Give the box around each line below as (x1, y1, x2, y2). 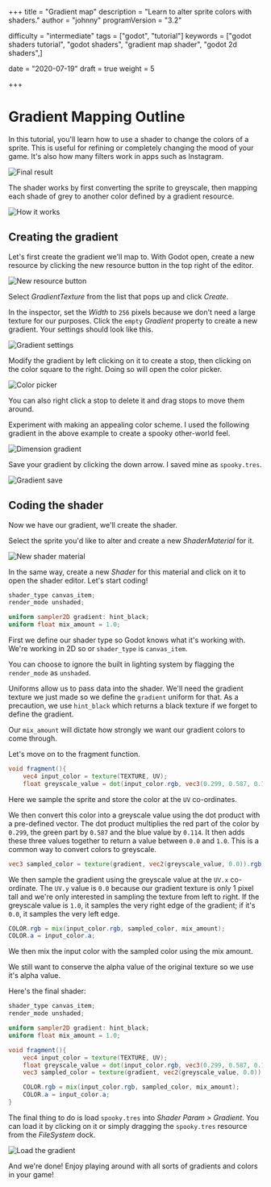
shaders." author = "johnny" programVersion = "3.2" (8, 15, 182, 25)
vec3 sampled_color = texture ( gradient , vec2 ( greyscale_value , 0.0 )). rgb (8, 859, 262, 868)
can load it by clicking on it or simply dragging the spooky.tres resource (8, 1121, 248, 1131)
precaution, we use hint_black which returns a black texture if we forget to (8, 701, 258, 711)
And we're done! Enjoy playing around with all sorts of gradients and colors (8, 1161, 258, 1171)
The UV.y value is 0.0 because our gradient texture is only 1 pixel (40, 883, 254, 892)
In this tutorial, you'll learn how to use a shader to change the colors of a (8, 134, 249, 144)
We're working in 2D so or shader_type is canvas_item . (8, 644, 188, 654)
